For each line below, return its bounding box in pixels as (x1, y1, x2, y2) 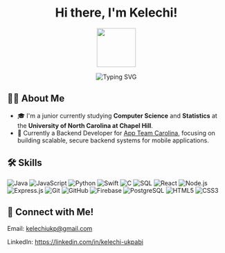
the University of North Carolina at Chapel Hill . (17, 121, 154, 129)
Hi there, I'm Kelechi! (55, 5, 178, 21)
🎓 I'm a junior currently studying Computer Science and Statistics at (17, 111, 218, 120)
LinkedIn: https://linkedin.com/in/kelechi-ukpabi (7, 238, 144, 246)
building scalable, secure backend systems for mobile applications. (17, 136, 209, 144)
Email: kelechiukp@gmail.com (7, 225, 93, 233)
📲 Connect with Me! (7, 206, 94, 218)
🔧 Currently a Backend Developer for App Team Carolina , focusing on (17, 129, 216, 137)
